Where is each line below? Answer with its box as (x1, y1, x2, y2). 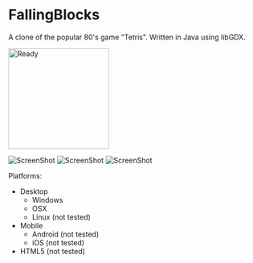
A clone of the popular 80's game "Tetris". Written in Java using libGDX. (8, 32, 247, 42)
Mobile (19, 220, 43, 230)
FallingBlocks (8, 6, 100, 24)
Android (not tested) (31, 229, 99, 239)
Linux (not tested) (31, 212, 91, 222)
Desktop (19, 187, 48, 196)
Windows (31, 195, 63, 204)
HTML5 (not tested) (19, 246, 86, 256)
